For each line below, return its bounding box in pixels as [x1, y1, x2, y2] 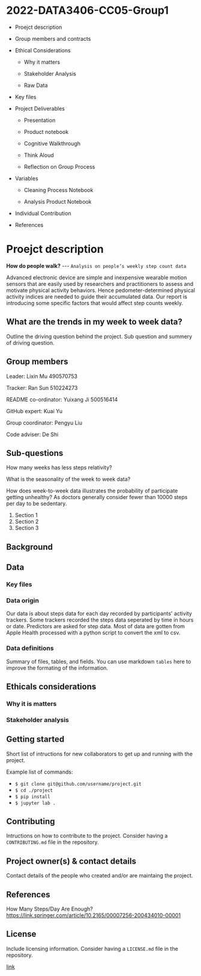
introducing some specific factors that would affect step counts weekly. [6, 299, 184, 306]
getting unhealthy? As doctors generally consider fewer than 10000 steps [6, 494, 188, 501]
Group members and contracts [14, 35, 91, 42]
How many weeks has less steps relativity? [6, 464, 112, 471]
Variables [14, 175, 38, 182]
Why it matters [23, 58, 61, 65]
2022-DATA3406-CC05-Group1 [6, 4, 169, 17]
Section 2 [14, 518, 39, 526]
